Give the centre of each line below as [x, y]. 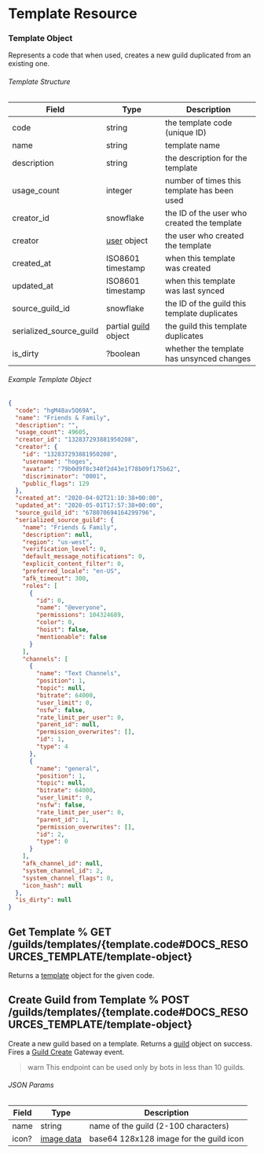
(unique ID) [185, 132]
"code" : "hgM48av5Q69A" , [56, 410]
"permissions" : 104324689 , [81, 615]
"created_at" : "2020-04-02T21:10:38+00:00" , [89, 498]
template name [192, 145]
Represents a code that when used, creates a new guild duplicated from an [130, 55]
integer [119, 190]
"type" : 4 [52, 747]
